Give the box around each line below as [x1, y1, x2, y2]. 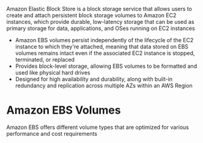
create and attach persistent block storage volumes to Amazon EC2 [6, 12, 177, 19]
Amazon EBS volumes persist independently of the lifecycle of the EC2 [15, 37, 194, 43]
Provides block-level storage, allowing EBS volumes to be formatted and [15, 62, 197, 70]
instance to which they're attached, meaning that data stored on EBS [15, 43, 188, 50]
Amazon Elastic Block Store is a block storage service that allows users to [6, 5, 193, 12]
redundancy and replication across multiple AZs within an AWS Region [15, 82, 193, 89]
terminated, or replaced [15, 56, 75, 63]
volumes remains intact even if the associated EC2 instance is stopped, [15, 50, 195, 57]
